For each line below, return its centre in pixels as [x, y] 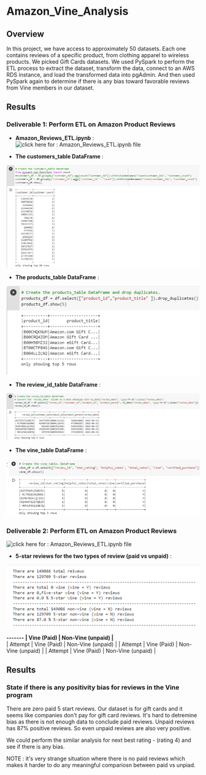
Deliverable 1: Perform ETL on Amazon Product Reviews [91, 125]
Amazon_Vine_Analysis [67, 11]
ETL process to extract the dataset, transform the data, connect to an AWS [101, 68]
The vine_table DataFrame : [51, 450]
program [19, 695]
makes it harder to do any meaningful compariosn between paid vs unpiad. [101, 765]
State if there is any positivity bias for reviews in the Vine [93, 687]
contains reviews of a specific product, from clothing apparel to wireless [98, 55]
